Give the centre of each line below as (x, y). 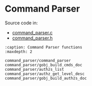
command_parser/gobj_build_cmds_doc (43, 65)
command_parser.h (32, 38)
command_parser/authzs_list (35, 69)
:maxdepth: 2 (19, 52)
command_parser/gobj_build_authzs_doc (46, 78)
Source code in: (21, 23)
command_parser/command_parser (38, 60)
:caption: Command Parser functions (43, 47)
